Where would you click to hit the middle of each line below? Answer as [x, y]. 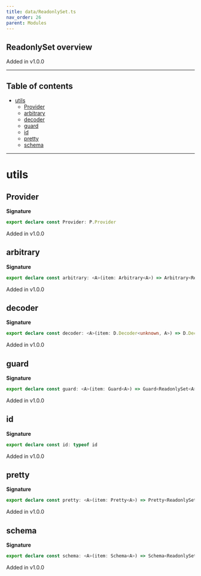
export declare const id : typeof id [52, 445]
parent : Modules [26, 23]
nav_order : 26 [24, 17]
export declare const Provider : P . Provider [61, 222]
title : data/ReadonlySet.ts [41, 12]
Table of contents [39, 86]
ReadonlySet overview [49, 47]
